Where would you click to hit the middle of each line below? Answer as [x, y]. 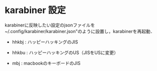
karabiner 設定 [35, 10]
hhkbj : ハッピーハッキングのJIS [45, 42]
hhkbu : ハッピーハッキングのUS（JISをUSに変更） [65, 52]
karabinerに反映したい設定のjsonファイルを [50, 25]
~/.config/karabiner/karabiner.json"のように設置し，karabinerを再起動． [80, 31]
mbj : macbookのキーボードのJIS [46, 63]
